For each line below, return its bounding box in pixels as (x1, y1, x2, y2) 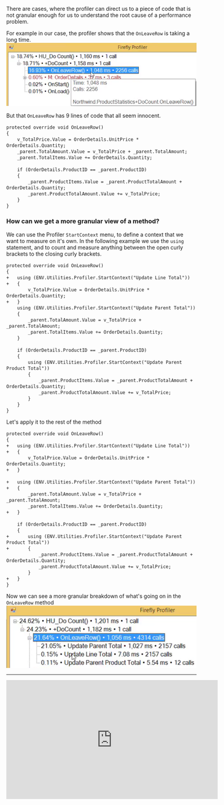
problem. (6, 18, 29, 25)
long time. (6, 36, 31, 43)
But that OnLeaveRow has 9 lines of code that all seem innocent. (6, 112, 161, 120)
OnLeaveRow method (6, 598, 54, 606)
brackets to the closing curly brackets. (6, 250, 102, 257)
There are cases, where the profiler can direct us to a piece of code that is (6, 5, 191, 12)
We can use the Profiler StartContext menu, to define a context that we (6, 231, 184, 238)
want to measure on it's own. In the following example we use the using (6, 237, 184, 244)
